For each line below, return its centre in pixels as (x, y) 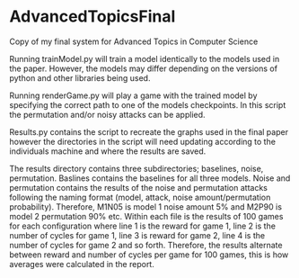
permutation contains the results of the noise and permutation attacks (138, 187)
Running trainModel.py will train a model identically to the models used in (145, 58)
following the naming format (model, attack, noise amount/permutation (140, 197)
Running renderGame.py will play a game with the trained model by (133, 95)
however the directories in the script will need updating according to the (143, 141)
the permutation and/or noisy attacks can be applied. (107, 114)
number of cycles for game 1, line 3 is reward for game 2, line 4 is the (137, 235)
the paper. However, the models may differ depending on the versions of (144, 68)
